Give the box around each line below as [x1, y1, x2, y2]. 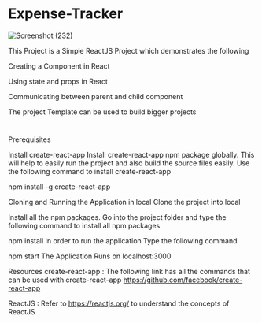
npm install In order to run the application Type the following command [8, 236, 238, 246]
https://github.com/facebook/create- [123, 275, 243, 284]
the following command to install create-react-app [8, 167, 172, 176]
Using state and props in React [8, 76, 109, 86]
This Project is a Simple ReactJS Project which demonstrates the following [8, 46, 249, 55]
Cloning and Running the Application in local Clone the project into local [8, 198, 241, 207]
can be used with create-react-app [8, 275, 122, 284]
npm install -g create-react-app [8, 182, 111, 191]
